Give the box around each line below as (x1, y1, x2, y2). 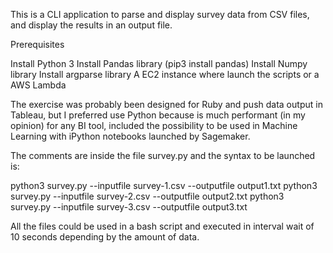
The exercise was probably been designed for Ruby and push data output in (10, 99, 323, 110)
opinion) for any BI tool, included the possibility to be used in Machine (10, 120, 298, 131)
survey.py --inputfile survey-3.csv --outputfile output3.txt (10, 201, 248, 213)
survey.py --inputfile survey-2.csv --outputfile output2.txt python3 (10, 190, 285, 202)
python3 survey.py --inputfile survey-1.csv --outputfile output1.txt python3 (10, 180, 318, 191)
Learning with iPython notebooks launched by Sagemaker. (10, 130, 251, 142)
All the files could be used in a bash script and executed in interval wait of (10, 220, 315, 232)
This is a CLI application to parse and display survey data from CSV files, (10, 9, 310, 20)
